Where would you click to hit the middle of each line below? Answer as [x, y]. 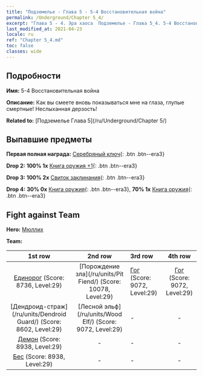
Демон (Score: [39, 339]
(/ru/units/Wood [100, 314]
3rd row [142, 257]
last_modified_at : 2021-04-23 [44, 29]
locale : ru [20, 35]
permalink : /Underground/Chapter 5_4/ [55, 18]
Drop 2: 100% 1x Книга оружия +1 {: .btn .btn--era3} [72, 166]
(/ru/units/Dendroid [39, 314]
